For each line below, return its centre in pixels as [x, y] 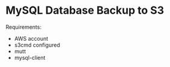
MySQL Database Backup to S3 [85, 10]
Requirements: [23, 27]
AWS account [31, 38]
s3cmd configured [37, 45]
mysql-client [30, 57]
